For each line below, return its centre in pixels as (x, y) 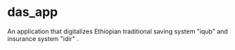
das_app (33, 12)
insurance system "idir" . (43, 38)
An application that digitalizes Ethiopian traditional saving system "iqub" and (118, 31)
